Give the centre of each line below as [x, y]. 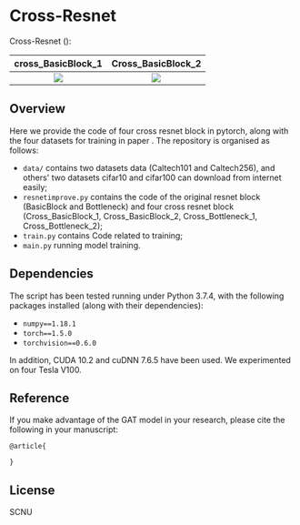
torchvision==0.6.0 [60, 343]
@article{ [28, 447]
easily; [35, 187]
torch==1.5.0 [47, 333]
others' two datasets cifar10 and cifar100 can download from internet [152, 177]
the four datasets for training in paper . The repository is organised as [140, 140]
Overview [38, 109]
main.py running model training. [81, 245]
